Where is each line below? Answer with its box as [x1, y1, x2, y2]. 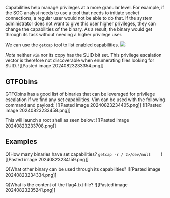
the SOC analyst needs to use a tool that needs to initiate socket [5, 10, 140, 16]
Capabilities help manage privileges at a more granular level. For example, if [5, 5, 164, 10]
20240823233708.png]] [5, 122, 56, 129]
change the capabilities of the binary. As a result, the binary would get [5, 26, 153, 32]
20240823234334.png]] [5, 171, 57, 178]
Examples [5, 137, 37, 146]
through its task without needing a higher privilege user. [5, 32, 123, 37]
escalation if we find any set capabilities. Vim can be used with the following [5, 96, 165, 103]
